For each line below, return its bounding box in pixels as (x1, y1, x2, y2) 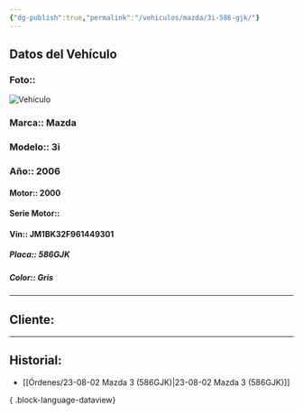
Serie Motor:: (9, 208, 60, 219)
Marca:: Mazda (9, 116, 77, 129)
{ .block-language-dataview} (9, 394, 116, 405)
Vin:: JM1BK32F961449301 (9, 228, 115, 239)
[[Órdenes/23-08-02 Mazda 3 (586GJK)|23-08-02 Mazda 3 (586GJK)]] (22, 376, 290, 388)
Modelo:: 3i (9, 141, 60, 153)
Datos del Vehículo (9, 47, 117, 62)
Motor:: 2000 (9, 187, 61, 198)
